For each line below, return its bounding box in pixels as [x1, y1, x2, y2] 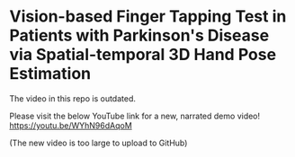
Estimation [9, 64, 92, 84]
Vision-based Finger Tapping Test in [9, 6, 287, 27]
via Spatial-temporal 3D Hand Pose [9, 45, 277, 65]
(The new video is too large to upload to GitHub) [9, 137, 188, 148]
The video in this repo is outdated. [9, 92, 137, 104]
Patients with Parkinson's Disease [9, 25, 270, 46]
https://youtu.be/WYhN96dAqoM [9, 119, 132, 131]
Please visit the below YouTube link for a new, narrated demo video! [9, 110, 261, 121]
